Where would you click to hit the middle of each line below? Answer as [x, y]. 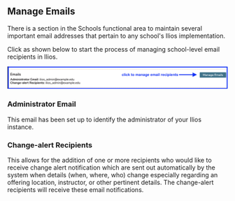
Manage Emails [41, 12]
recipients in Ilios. [33, 57]
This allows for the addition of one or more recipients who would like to [109, 161]
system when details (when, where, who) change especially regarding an [113, 175]
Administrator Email [42, 104]
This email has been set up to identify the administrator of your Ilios [104, 119]
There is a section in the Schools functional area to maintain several [105, 28]
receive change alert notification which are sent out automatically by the [111, 167]
